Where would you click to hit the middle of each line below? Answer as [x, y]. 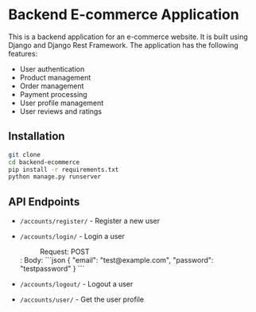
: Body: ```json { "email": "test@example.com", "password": [116, 260]
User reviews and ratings [60, 111]
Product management [55, 77]
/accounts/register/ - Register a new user [90, 221]
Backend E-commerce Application [124, 15]
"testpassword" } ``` [52, 269]
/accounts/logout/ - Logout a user [76, 284]
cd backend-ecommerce [44, 162]
